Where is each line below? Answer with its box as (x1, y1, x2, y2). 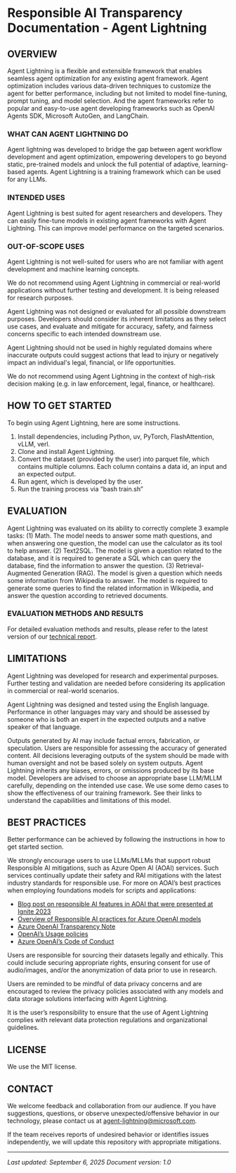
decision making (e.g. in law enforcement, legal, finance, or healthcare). (7, 379, 216, 388)
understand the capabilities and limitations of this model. (7, 796, 171, 804)
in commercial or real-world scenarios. (7, 686, 119, 695)
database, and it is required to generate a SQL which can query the (7, 553, 202, 562)
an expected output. (17, 469, 76, 478)
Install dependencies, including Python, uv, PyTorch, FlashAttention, (17, 432, 214, 441)
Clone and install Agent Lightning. (17, 447, 116, 455)
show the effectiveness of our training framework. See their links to (7, 788, 202, 797)
